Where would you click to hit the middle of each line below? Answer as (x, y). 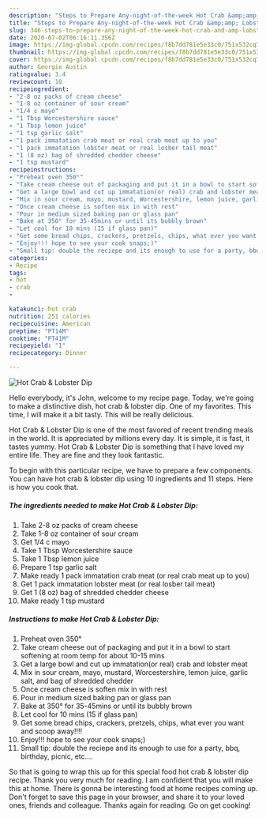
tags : (18, 273)
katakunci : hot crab (43, 309)
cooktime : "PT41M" (39, 338)
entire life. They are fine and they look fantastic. (87, 455)
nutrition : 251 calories (50, 316)
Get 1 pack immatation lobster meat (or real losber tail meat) (118, 584)
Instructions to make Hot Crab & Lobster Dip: (84, 619)
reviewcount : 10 (36, 81)
